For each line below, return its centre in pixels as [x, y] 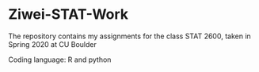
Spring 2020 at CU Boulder [53, 44]
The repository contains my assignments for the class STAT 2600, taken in [129, 36]
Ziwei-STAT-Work [69, 14]
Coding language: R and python [60, 59]
